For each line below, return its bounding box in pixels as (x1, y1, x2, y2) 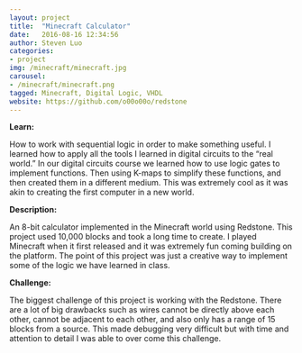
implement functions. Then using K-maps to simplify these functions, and (9, 167, 281, 178)
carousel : (9, 72, 47, 81)
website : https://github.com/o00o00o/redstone (9, 96, 188, 106)
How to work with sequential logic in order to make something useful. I (9, 139, 271, 149)
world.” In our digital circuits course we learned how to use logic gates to (9, 158, 280, 169)
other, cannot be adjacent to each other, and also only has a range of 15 (9, 314, 276, 325)
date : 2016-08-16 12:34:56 (9, 30, 119, 39)
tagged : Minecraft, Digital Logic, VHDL (9, 88, 164, 97)
